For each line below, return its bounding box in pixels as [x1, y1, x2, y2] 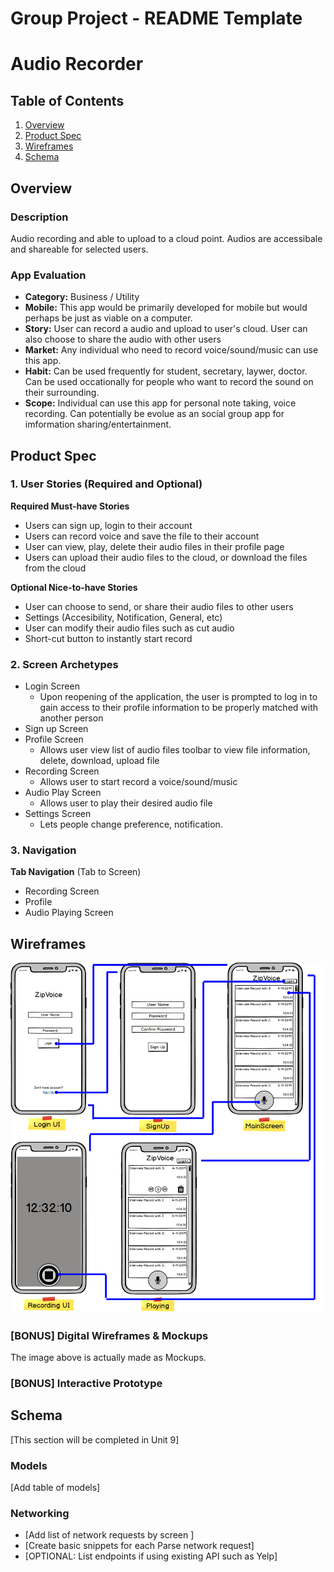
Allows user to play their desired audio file [39, 797, 213, 809]
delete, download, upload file [39, 755, 160, 767]
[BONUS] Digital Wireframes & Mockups [10, 1328, 209, 1342]
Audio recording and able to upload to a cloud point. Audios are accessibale [10, 232, 323, 244]
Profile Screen [24, 733, 84, 746]
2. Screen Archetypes [10, 657, 119, 671]
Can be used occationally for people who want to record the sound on [24, 376, 314, 388]
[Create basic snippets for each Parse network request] [24, 1540, 255, 1552]
